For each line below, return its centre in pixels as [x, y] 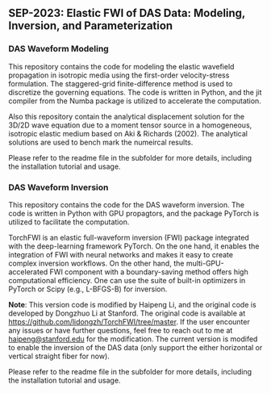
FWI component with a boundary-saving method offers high [149, 272]
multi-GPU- [205, 263]
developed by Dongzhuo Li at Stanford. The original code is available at [127, 313]
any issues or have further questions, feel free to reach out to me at [121, 330]
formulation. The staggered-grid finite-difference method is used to [121, 83]
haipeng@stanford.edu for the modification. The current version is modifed [133, 339]
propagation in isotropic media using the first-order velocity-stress [119, 75]
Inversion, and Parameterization [91, 26]
